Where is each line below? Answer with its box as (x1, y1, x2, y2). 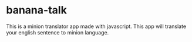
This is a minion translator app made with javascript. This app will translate (6, 23, 187, 30)
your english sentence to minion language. (6, 29, 109, 36)
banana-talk (6, 3, 68, 17)
